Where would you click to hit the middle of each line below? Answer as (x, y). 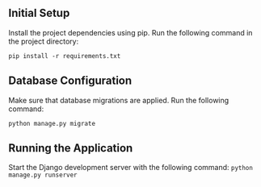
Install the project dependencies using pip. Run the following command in (130, 32)
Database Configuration (70, 81)
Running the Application (71, 148)
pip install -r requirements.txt (65, 56)
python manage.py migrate (52, 123)
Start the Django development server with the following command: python (130, 168)
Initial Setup (39, 13)
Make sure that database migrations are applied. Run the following (119, 100)
